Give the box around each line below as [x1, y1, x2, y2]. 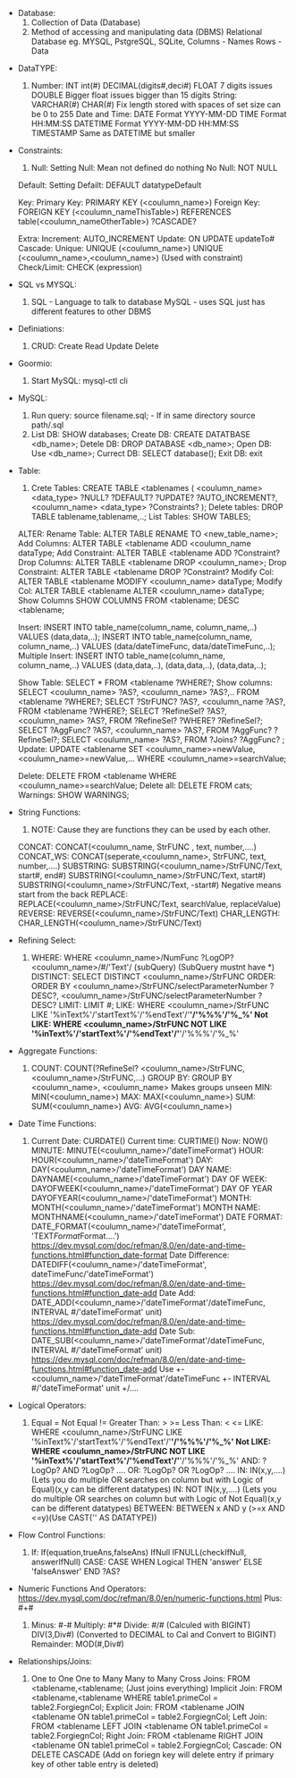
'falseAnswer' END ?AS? [30, 1566, 121, 1577]
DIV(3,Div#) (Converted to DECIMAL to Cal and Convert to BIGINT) [30, 1630, 277, 1639]
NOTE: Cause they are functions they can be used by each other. [30, 825, 271, 834]
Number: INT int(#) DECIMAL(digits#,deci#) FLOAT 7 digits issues [30, 80, 273, 90]
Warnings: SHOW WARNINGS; [17, 790, 130, 800]
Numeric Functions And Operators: [17, 1583, 147, 1594]
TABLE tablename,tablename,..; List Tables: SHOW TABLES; [30, 512, 251, 521]
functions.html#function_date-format [30, 1249, 168, 1260]
